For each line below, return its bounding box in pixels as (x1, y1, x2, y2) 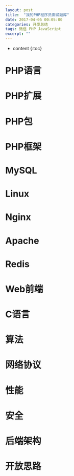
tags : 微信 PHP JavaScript (5, 27, 61, 32)
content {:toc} (12, 46, 42, 51)
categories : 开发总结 (5, 21, 48, 27)
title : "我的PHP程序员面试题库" (5, 12, 70, 17)
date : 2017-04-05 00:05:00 (5, 17, 63, 22)
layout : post (5, 7, 33, 13)
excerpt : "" (5, 31, 31, 36)
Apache (5, 235, 39, 246)
